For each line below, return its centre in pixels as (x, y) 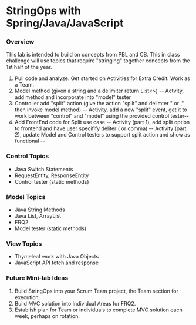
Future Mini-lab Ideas (37, 278)
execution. (27, 297)
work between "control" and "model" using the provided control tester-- (102, 116)
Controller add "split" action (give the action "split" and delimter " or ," (99, 104)
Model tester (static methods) (50, 228)
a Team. (24, 85)
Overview (20, 42)
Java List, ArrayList (38, 216)
